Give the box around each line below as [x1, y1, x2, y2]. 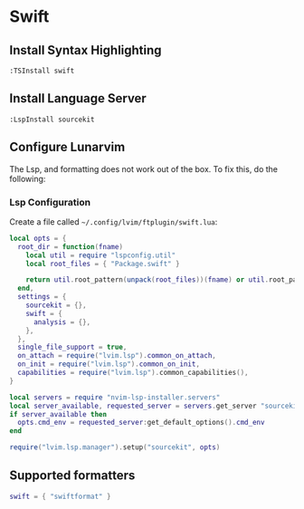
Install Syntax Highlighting [9, 43, 162, 58]
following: [9, 173, 46, 184]
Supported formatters [9, 468, 136, 484]
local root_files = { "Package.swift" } [25, 259, 180, 268]
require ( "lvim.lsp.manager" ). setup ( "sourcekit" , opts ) [9, 443, 221, 452]
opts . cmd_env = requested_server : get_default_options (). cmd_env [17, 418, 265, 427]
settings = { [17, 293, 67, 302]
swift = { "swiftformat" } [9, 492, 111, 501]
